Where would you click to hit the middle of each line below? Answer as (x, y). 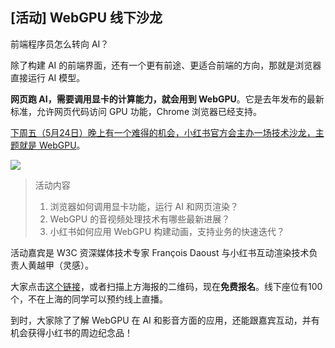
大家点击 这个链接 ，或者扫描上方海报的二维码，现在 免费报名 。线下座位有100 (166, 286)
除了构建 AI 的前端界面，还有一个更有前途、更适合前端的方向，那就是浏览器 (166, 65)
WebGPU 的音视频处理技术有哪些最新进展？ (140, 219)
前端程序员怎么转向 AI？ (60, 44)
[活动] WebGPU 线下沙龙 (86, 18)
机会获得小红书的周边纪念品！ (71, 332)
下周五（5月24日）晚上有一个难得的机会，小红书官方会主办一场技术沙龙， (163, 132)
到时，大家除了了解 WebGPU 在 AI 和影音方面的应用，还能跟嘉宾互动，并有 (165, 320)
